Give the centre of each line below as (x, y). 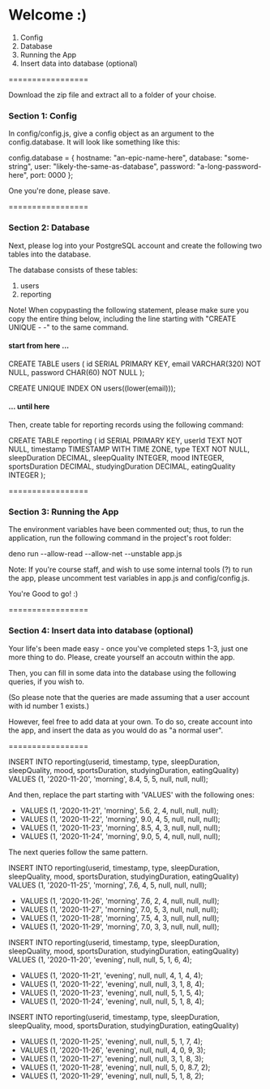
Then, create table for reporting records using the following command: (126, 425)
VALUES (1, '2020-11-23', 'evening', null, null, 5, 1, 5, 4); (112, 992)
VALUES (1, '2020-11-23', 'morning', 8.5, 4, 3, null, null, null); (120, 828)
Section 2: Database (49, 227)
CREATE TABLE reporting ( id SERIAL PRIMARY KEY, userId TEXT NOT (126, 440)
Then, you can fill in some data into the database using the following (122, 672)
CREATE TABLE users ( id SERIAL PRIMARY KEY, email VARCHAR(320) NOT (135, 364)
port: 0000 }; (51, 175)
